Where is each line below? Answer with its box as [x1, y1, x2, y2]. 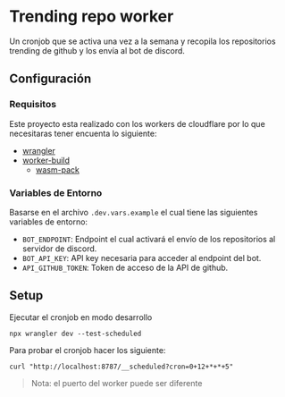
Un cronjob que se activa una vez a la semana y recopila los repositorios [9, 36, 276, 46]
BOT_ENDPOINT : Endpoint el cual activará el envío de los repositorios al [21, 233, 276, 244]
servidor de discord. [21, 243, 97, 254]
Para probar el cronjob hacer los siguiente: [9, 344, 166, 355]
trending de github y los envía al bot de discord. [9, 45, 186, 55]
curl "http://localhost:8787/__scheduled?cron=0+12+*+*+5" [9, 362, 234, 371]
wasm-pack [35, 164, 80, 175]
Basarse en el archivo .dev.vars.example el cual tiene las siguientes [9, 207, 258, 217]
